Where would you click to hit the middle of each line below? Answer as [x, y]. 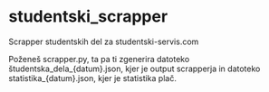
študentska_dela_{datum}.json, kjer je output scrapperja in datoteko [134, 69]
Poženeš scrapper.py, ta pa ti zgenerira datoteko [99, 59]
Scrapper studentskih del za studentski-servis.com [104, 41]
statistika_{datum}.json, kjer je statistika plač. [93, 78]
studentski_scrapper [88, 17]
